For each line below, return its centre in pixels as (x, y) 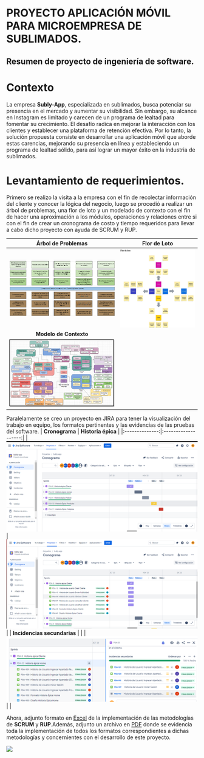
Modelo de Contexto (62, 334)
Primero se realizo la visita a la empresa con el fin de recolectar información (101, 197)
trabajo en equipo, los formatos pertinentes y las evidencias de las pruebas (100, 425)
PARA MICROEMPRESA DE (74, 26)
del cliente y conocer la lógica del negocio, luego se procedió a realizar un (99, 204)
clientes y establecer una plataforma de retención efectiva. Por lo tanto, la (99, 130)
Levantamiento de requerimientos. (95, 181)
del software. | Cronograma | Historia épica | (63, 432)
